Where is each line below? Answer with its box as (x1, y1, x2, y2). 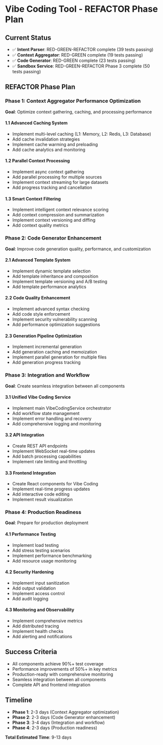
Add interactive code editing (12, 491, 70, 497)
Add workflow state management (12, 410, 80, 416)
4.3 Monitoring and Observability (5, 607, 75, 613)
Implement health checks (12, 628, 64, 634)
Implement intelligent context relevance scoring (12, 207, 109, 212)
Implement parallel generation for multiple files (12, 354, 107, 360)
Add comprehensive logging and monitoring (12, 420, 102, 426)
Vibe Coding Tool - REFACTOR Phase (5, 3, 158, 15)
